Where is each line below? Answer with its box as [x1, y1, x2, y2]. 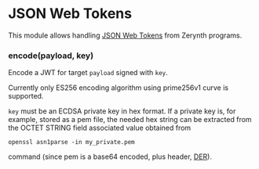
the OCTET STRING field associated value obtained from [8, 123, 192, 133]
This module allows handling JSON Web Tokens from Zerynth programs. [8, 31, 243, 40]
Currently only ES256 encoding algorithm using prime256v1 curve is [8, 83, 229, 92]
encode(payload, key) [8, 50, 94, 61]
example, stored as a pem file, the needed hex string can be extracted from [8, 115, 253, 124]
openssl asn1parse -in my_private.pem [8, 138, 135, 146]
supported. [8, 92, 44, 101]
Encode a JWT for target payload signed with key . [8, 68, 169, 77]
